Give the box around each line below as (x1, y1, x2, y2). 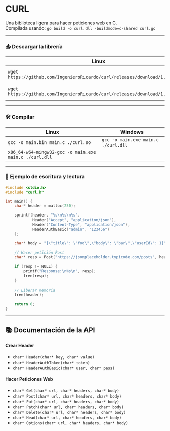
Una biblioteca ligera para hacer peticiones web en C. (5, 20, 117, 26)
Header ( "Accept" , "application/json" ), (32, 218, 116, 223)
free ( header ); (14, 292, 44, 297)
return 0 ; (14, 302, 35, 307)
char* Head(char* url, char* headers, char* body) (12, 415, 122, 420)
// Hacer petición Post (14, 249, 65, 255)
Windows (120, 128, 144, 135)
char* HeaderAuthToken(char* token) (12, 360, 90, 365)
